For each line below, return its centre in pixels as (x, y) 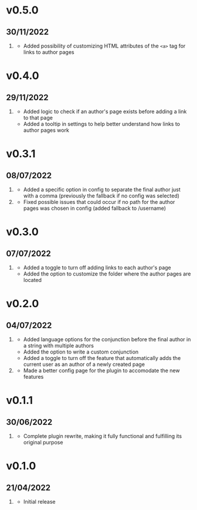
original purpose (43, 442)
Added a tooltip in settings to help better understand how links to (102, 124)
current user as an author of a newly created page (84, 364)
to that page (38, 118)
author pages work (46, 130)
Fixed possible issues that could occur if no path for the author (99, 202)
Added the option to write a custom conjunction (81, 352)
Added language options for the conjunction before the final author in (107, 339)
